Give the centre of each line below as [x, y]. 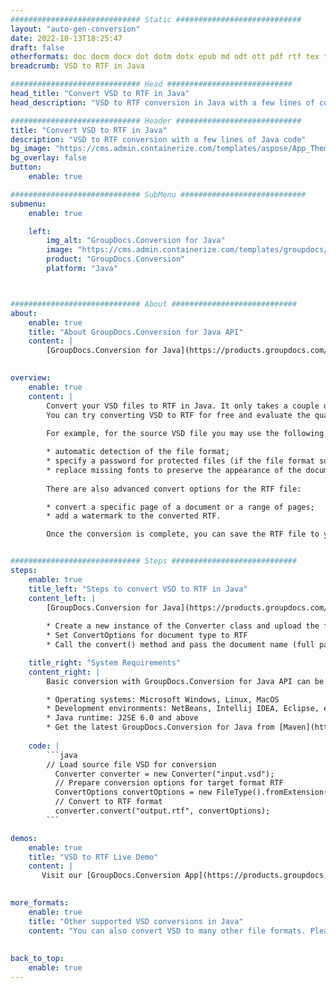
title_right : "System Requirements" [105, 662]
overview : [31, 378]
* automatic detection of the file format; [138, 452]
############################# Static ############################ [156, 19]
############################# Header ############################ [156, 121]
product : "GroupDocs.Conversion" [116, 259]
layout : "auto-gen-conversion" [75, 29]
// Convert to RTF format [108, 802]
